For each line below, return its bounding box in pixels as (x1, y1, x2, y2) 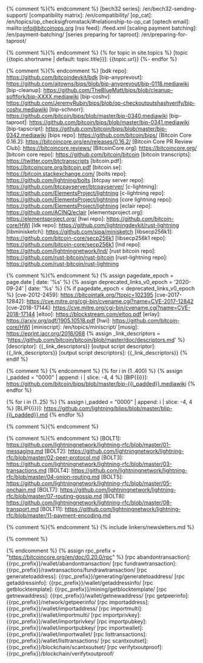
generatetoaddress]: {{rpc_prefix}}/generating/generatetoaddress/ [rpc (6, 573, 185, 580)
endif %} (6, 355, 28, 363)
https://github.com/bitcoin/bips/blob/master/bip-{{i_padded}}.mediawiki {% (6, 380, 196, 387)
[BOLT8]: (102, 493, 126, 500)
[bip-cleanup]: (6, 87, 42, 93)
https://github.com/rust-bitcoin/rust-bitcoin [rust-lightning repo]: (6, 254, 168, 261)
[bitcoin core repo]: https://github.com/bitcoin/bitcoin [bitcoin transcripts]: (6, 151, 192, 158)
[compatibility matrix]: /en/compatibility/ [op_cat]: (29, 12, 153, 19)
